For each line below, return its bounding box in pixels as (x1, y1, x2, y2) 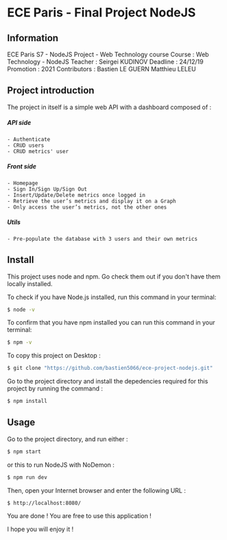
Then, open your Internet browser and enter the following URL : (7, 486, 187, 495)
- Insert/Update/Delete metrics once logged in (7, 191, 146, 198)
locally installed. (7, 279, 53, 287)
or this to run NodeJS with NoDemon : (7, 460, 115, 469)
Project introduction (7, 84, 95, 97)
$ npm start (7, 448, 41, 455)
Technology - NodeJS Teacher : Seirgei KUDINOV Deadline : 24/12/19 (7, 58, 204, 66)
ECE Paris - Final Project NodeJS (7, 5, 196, 21)
